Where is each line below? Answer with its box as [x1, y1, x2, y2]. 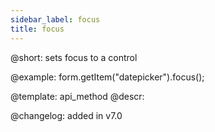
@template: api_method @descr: [10, 90, 145, 102]
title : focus [10, 24, 65, 34]
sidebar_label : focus [10, 14, 101, 25]
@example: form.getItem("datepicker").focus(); [10, 71, 205, 83]
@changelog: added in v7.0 [10, 109, 123, 121]
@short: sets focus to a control [10, 51, 138, 63]
